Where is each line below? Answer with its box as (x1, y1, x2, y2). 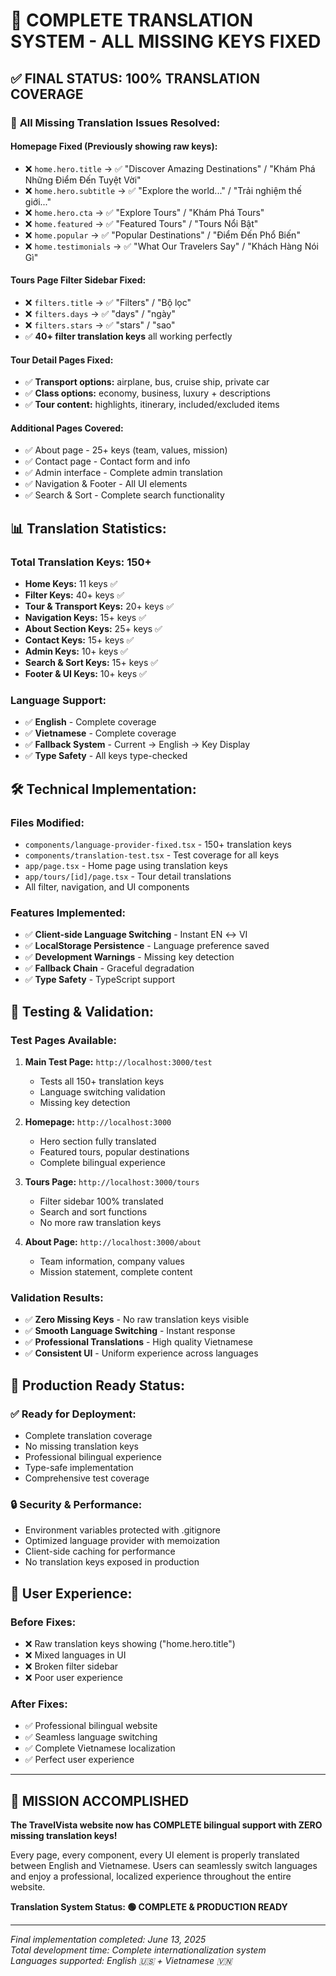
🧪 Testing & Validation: (10, 1003, 154, 1020)
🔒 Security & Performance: (10, 1497, 143, 1511)
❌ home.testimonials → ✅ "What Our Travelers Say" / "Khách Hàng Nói (24, 240, 319, 252)
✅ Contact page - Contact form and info (24, 455, 191, 468)
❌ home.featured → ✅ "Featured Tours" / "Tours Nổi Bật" (24, 217, 259, 229)
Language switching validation (39, 1085, 166, 1098)
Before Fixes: (10, 1615, 77, 1629)
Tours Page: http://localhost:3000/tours (24, 1175, 200, 1188)
